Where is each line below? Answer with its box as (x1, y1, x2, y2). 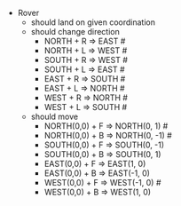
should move (30, 111, 78, 122)
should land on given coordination (30, 17, 155, 28)
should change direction (30, 27, 120, 36)
